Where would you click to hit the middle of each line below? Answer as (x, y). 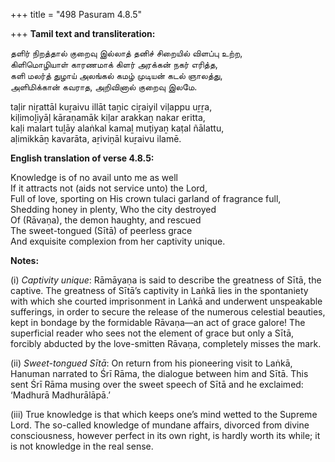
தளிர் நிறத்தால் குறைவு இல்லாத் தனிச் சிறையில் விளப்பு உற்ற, (126, 53)
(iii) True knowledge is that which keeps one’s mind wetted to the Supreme (164, 414)
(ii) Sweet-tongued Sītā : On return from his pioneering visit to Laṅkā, (151, 363)
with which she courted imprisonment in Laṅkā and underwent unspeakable (166, 301)
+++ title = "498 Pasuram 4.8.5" (76, 14)
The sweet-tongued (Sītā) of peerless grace (101, 230)
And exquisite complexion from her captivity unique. (118, 241)
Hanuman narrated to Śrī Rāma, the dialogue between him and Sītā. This (159, 373)
